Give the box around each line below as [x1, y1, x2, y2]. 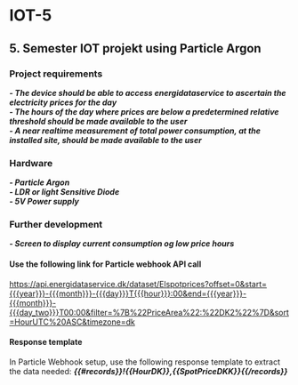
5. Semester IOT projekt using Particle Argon [9, 41, 262, 56]
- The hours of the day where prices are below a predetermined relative [9, 106, 279, 116]
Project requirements [9, 68, 103, 80]
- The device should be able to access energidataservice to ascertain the [9, 87, 286, 98]
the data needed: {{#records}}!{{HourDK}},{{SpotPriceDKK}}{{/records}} [9, 365, 288, 376]
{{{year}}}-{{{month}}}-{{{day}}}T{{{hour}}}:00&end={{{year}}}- [9, 288, 247, 299]
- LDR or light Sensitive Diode [9, 187, 120, 197]
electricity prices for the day [9, 97, 117, 108]
